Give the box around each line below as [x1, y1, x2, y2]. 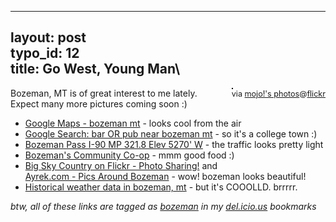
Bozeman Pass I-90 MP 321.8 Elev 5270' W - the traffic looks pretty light [24, 138, 324, 150]
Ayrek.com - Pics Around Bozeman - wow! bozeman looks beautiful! [24, 170, 307, 182]
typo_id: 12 [10, 45, 80, 62]
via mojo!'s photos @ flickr [231, 88, 326, 99]
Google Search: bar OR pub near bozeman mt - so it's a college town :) [24, 127, 318, 140]
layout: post [10, 29, 87, 46]
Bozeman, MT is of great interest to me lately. [10, 87, 198, 99]
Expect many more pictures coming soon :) [10, 97, 188, 110]
